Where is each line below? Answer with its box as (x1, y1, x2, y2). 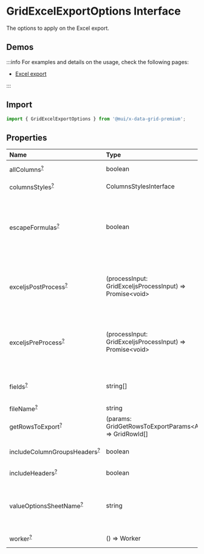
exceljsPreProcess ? (9, 337, 65, 347)
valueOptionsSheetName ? (9, 500, 84, 510)
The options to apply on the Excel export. (6, 24, 109, 32)
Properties (6, 132, 47, 143)
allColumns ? (9, 164, 44, 174)
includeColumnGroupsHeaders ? (9, 446, 100, 456)
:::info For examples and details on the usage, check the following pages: (6, 58, 189, 65)
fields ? (9, 381, 29, 391)
